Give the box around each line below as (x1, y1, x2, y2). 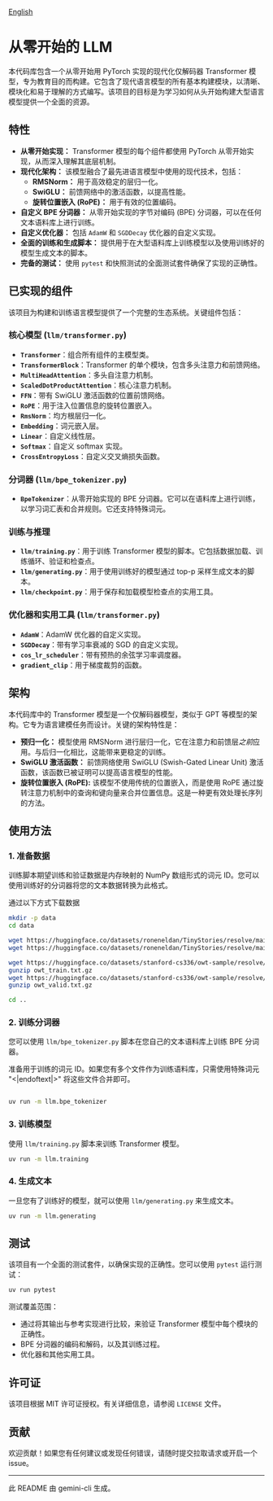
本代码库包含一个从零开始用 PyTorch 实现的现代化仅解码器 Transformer (8, 66, 248, 76)
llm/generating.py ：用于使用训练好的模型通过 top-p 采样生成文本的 (19, 567, 248, 576)
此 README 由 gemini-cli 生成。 (8, 1483, 115, 1493)
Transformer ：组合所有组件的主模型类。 (19, 349, 154, 359)
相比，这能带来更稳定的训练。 (70, 746, 171, 756)
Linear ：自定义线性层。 (19, 431, 100, 440)
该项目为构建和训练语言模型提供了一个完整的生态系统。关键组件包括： (8, 307, 244, 317)
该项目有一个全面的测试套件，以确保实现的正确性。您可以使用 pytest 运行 (8, 1259, 255, 1269)
